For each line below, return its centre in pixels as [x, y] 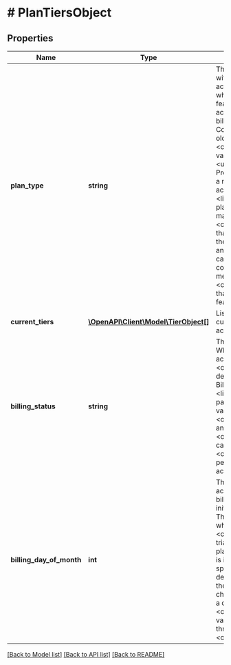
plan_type [27, 186]
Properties [30, 38]
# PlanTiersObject [59, 13]
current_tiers [32, 322]
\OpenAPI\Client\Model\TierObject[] [149, 322]
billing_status [33, 406]
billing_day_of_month [46, 560]
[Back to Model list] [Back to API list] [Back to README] [86, 654]
